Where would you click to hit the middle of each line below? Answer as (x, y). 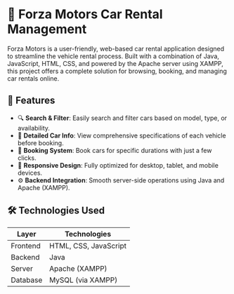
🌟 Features (31, 101)
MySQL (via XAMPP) (83, 280)
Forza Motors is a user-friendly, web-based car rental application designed (116, 48)
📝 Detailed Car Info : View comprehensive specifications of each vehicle (122, 135)
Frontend (26, 246)
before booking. (41, 142)
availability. (34, 128)
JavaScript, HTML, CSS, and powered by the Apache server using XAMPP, (115, 63)
